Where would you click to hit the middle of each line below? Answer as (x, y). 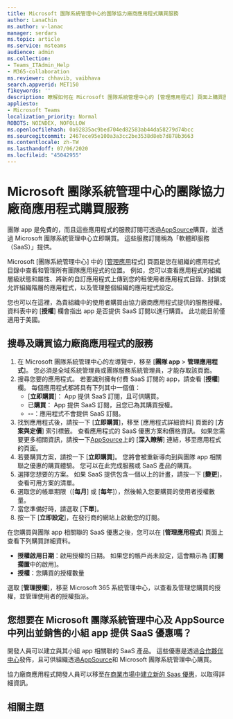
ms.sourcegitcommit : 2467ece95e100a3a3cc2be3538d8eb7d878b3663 (101, 136)
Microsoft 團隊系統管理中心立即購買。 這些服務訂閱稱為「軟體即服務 (112, 238)
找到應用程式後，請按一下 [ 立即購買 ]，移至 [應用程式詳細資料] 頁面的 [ (118, 422)
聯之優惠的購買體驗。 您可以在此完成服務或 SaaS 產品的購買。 (106, 465)
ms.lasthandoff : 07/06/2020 (48, 149)
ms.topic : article (34, 39)
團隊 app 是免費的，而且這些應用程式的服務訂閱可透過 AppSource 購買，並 (112, 229)
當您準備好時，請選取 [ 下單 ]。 (60, 508)
